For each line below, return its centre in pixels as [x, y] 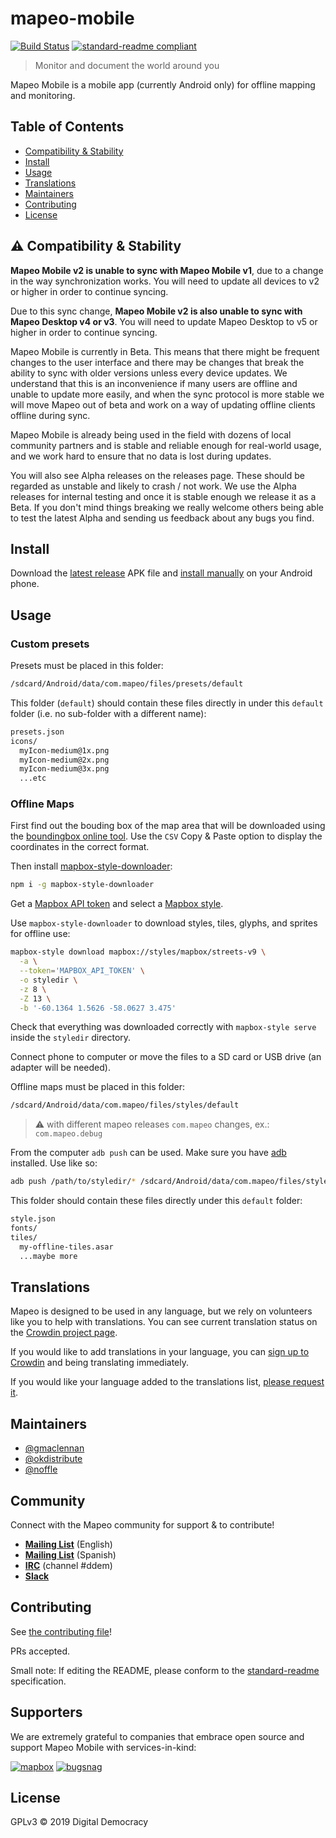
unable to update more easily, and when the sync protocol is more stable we [167, 394]
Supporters [46, 1712]
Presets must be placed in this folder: [87, 666]
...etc [33, 778]
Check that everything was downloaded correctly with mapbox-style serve [163, 1027]
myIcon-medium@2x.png [64, 760]
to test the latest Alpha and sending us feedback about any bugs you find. [162, 518]
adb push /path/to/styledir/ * [73, 1182]
